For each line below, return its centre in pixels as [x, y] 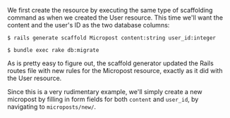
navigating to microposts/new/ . [52, 107]
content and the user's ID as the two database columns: [89, 25]
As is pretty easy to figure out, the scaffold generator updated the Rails [110, 63]
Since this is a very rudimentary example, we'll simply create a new [105, 92]
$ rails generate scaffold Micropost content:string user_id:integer [112, 38]
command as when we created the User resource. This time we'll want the [115, 18]
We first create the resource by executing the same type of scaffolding [110, 10]
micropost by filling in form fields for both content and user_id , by [103, 99]
